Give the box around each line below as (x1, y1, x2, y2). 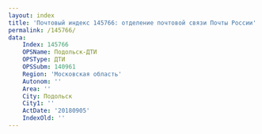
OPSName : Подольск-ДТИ (22, 48, 97, 56)
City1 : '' (22, 99, 55, 107)
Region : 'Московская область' (22, 70, 123, 78)
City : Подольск (22, 92, 73, 100)
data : (8, 33, 26, 42)
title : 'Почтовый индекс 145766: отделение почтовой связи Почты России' (8, 19, 257, 27)
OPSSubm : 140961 (22, 63, 77, 71)
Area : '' (22, 84, 51, 93)
